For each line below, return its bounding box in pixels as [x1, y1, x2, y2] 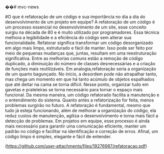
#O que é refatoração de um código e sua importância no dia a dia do [5, 14, 145, 20]
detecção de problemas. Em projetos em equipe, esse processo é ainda [5, 118, 150, 124]
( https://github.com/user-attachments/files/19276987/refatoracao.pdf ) [5, 143, 147, 149]
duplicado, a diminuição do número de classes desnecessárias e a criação [5, 61, 156, 66]
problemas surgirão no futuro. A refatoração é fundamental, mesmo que [5, 103, 151, 108]
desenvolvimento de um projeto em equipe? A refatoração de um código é [5, 19, 155, 25]
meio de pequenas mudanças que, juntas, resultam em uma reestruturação [5, 51, 157, 56]
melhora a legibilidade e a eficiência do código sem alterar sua [5, 35, 132, 40]
